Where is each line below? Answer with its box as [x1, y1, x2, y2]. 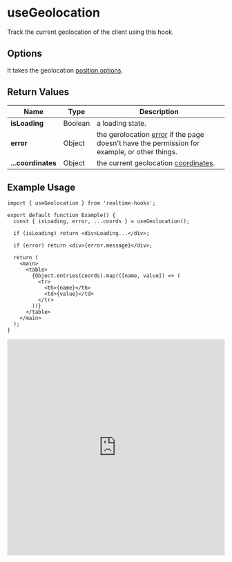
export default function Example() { [7, 212, 116, 219]
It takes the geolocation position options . [7, 66, 123, 74]
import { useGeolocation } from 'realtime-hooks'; [7, 200, 156, 207]
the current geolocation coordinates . [96, 158, 215, 167]
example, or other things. [96, 147, 178, 156]
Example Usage [7, 181, 76, 193]
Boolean [63, 118, 90, 128]
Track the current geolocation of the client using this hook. [7, 28, 174, 36]
